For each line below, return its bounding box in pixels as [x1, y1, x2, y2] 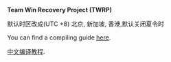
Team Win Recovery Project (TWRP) [7, 6, 112, 14]
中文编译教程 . [7, 48, 46, 55]
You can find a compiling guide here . [7, 33, 111, 42]
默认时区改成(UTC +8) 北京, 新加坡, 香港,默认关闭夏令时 [7, 20, 165, 28]
